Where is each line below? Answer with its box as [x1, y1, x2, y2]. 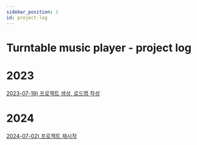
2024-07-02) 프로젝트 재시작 [6, 132, 77, 140]
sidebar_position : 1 [6, 9, 59, 15]
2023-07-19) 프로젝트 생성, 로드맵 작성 [6, 90, 100, 97]
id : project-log [6, 15, 48, 21]
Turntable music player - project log [6, 41, 192, 55]
